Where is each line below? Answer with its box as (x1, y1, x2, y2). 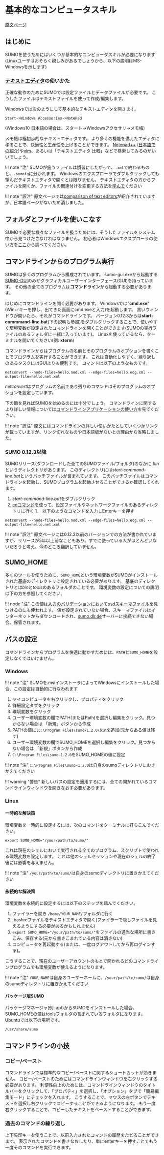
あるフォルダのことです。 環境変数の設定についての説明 (47, 584, 159, 590)
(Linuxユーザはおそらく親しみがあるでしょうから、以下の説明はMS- (5, 58, 142, 63)
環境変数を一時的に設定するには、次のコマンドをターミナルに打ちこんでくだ (5, 822, 160, 828)
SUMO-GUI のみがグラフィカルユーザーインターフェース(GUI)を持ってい (5, 278, 149, 283)
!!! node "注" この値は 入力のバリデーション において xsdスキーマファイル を (5, 601, 154, 607)
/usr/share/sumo (5, 1027, 38, 1032)
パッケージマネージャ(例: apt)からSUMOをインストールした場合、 (5, 1005, 137, 1011)
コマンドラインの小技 (5, 1041, 70, 1050)
